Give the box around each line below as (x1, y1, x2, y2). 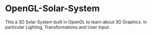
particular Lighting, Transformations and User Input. (5, 24, 110, 30)
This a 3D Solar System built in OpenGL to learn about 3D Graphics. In (5, 19, 147, 25)
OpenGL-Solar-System (5, 3, 100, 14)
